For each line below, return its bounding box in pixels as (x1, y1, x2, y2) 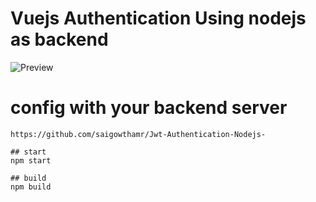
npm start (10, 155, 52, 166)
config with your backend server (10, 97, 288, 119)
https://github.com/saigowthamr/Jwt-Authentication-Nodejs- (10, 129, 267, 139)
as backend (10, 28, 109, 51)
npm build (10, 182, 52, 192)
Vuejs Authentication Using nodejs (10, 7, 307, 30)
